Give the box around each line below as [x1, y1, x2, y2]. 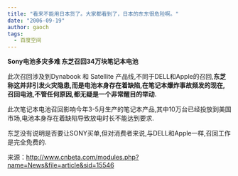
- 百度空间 [13, 37, 42, 44]
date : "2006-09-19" [7, 17, 65, 24]
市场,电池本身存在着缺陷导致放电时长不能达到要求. [7, 114, 155, 123]
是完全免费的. [7, 138, 48, 146]
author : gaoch [7, 23, 50, 31]
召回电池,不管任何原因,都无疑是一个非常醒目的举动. [7, 90, 158, 99]
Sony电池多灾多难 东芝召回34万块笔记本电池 [7, 57, 139, 66]
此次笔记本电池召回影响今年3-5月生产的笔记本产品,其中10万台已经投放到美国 [7, 105, 232, 114]
